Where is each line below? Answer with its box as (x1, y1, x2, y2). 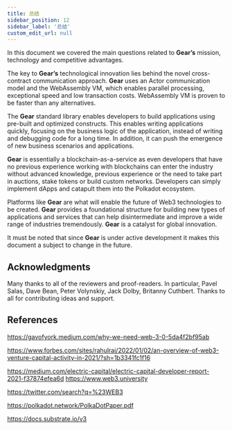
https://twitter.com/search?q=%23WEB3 (7, 388, 123, 396)
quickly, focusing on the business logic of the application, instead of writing (7, 127, 223, 135)
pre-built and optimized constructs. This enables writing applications (7, 119, 204, 128)
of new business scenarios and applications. (7, 141, 134, 150)
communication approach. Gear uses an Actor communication (32, 77, 211, 85)
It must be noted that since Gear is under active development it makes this (7, 234, 220, 242)
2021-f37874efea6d (7, 374, 64, 382)
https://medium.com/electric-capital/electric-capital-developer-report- (7, 367, 210, 375)
